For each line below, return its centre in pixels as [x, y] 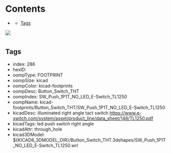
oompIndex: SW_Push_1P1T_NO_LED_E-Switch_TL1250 [70, 96]
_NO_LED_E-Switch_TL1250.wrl [45, 145]
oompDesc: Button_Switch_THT [46, 91]
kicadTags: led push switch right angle [53, 123]
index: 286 [24, 64]
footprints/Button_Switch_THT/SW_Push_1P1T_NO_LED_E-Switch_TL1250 [89, 107]
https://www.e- [126, 113]
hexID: [19, 69]
